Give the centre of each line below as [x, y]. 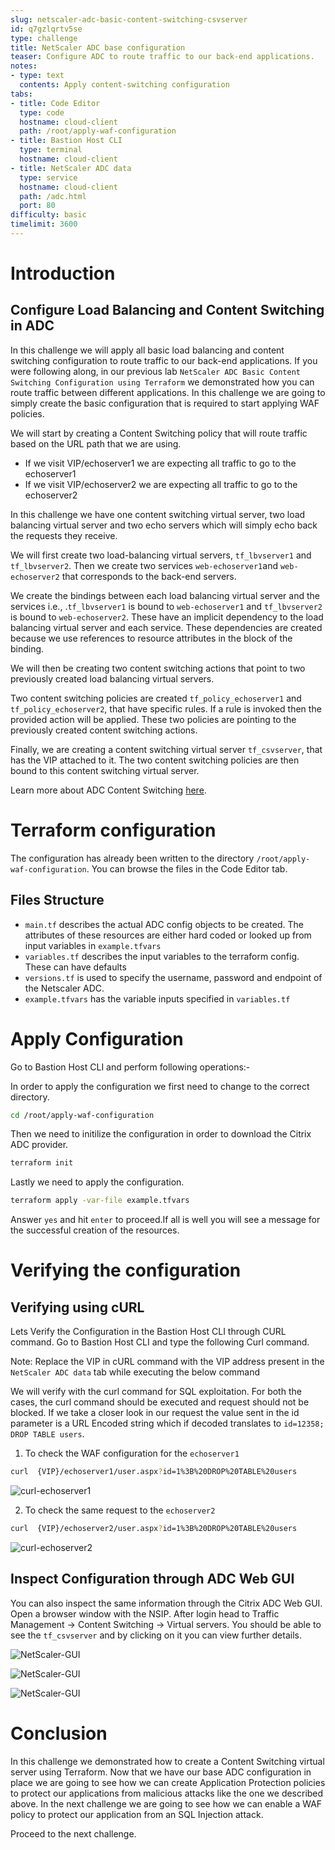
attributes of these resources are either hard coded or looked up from [168, 935]
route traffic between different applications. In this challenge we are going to [168, 392]
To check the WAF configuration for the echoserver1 [132, 1453]
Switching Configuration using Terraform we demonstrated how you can [162, 382]
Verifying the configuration [126, 1270]
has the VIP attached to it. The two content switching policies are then [155, 760]
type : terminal [51, 150]
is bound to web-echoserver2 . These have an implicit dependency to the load [167, 617]
